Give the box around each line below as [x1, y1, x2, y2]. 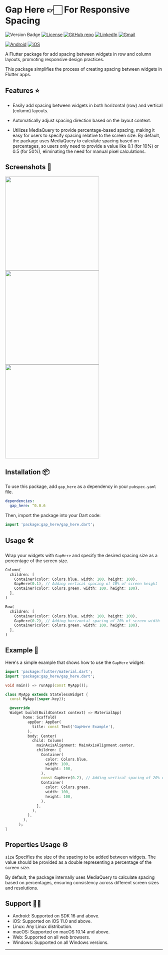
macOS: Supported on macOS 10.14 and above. [12, 928, 110, 934]
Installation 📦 [5, 467, 50, 476]
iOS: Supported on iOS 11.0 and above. [12, 918, 92, 924]
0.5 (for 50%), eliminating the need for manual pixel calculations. [12, 148, 146, 154]
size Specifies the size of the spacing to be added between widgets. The [5, 854, 156, 860]
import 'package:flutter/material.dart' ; [5, 669, 93, 674]
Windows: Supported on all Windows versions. [12, 939, 109, 945]
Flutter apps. [5, 71, 31, 77]
